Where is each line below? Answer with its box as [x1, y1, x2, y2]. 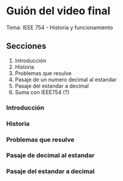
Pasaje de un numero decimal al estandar [14, 76, 117, 83]
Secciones [6, 41, 47, 51]
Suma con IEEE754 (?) [14, 88, 70, 96]
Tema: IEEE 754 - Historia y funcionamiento [6, 24, 113, 31]
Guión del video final [6, 4, 110, 18]
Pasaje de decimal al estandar [6, 151, 95, 160]
